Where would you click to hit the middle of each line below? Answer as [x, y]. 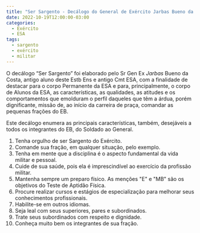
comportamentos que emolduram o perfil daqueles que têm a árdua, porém [99, 99]
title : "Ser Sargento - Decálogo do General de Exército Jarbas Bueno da [100, 12]
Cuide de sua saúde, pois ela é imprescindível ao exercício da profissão [103, 166]
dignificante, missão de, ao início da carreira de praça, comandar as [90, 105]
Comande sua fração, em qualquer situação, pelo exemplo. [87, 147]
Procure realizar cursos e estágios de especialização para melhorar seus [104, 191]
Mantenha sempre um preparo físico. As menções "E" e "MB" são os [99, 179]
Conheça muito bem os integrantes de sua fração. [76, 223]
